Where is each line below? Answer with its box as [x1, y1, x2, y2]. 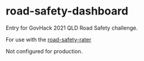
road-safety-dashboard [5, 4, 129, 18]
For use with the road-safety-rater [5, 36, 92, 43]
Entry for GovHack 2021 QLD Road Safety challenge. [5, 24, 138, 31]
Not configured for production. [5, 47, 83, 55]
